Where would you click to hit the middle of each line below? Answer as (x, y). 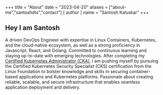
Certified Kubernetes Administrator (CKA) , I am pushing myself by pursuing (82, 61)
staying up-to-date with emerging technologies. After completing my (75, 55)
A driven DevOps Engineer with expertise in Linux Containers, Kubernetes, (81, 40)
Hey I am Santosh (33, 28)
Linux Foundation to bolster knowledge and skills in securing (67, 71)
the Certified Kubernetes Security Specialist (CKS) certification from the (78, 66)
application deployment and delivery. (43, 87)
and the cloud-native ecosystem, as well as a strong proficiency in (73, 45)
